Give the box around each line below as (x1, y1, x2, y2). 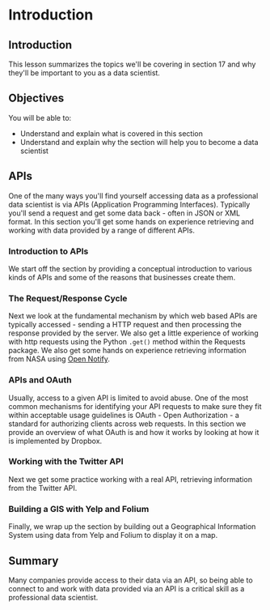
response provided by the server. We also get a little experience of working (8, 328, 259, 338)
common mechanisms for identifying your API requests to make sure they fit (8, 401, 262, 411)
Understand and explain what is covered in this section (19, 128, 204, 139)
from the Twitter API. (8, 483, 78, 493)
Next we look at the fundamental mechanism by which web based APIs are (8, 311, 258, 321)
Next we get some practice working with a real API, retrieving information (8, 474, 253, 484)
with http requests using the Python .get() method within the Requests (8, 337, 246, 347)
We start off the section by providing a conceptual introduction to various (8, 263, 252, 273)
